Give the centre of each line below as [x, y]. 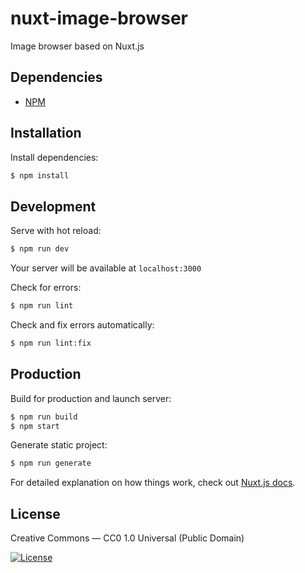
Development [53, 206]
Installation [46, 133]
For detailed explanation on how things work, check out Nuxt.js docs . [153, 483]
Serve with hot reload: [56, 231]
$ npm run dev [40, 249]
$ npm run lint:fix [51, 343]
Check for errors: [46, 288]
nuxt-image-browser [99, 18]
